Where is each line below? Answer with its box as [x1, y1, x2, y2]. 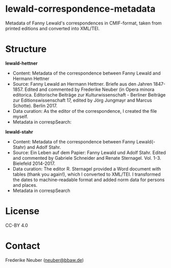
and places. [12, 182, 37, 188]
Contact [5, 240, 40, 252]
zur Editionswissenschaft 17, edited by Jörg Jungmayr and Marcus [12, 97, 152, 103]
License [5, 205, 40, 217]
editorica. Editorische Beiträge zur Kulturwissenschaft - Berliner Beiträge [12, 91, 166, 98]
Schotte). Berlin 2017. [12, 103, 58, 109]
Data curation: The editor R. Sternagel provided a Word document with [12, 165, 161, 172]
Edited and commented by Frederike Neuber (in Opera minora [25, 86, 155, 92]
